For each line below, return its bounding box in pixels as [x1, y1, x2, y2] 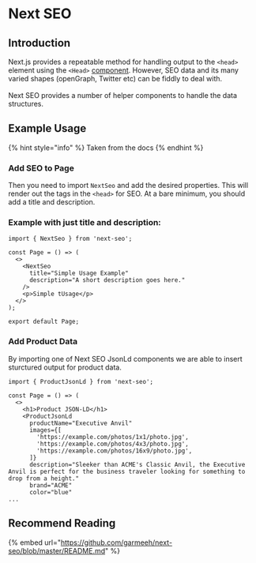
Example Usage [8, 122, 87, 135]
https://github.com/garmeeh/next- [60, 538, 172, 547]
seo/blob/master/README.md [8, 546, 106, 555]
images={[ [28, 426, 62, 434]
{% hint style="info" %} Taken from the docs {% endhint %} [8, 143, 204, 152]
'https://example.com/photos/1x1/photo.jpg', [36, 433, 190, 441]
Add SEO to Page [8, 163, 75, 174]
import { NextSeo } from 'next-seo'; [8, 235, 133, 243]
